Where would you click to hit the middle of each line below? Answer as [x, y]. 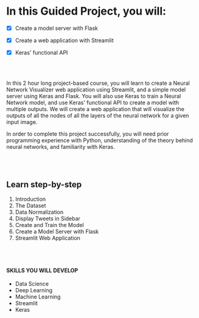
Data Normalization [39, 212]
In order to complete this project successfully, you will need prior [88, 134]
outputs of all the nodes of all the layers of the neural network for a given [98, 116]
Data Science [32, 284]
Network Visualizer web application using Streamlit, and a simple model [96, 90]
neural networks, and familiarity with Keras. [61, 147]
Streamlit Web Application [48, 238]
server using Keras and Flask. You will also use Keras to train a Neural [94, 96]
